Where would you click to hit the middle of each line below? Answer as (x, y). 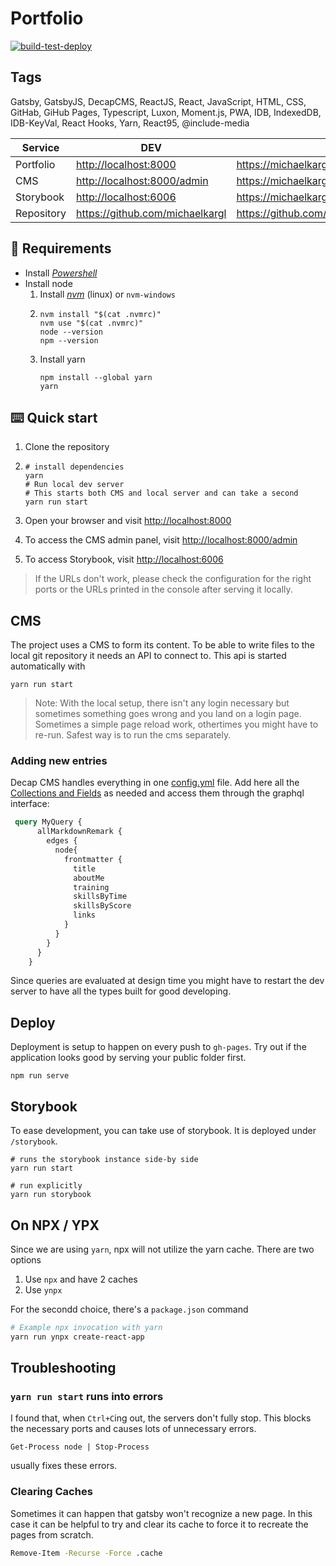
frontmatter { (93, 859)
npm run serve (40, 1076)
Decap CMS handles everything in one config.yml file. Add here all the (155, 783)
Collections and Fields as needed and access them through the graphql (157, 793)
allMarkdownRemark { (79, 832)
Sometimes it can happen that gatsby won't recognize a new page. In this (161, 1513)
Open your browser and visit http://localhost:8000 (128, 521)
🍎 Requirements (61, 248)
